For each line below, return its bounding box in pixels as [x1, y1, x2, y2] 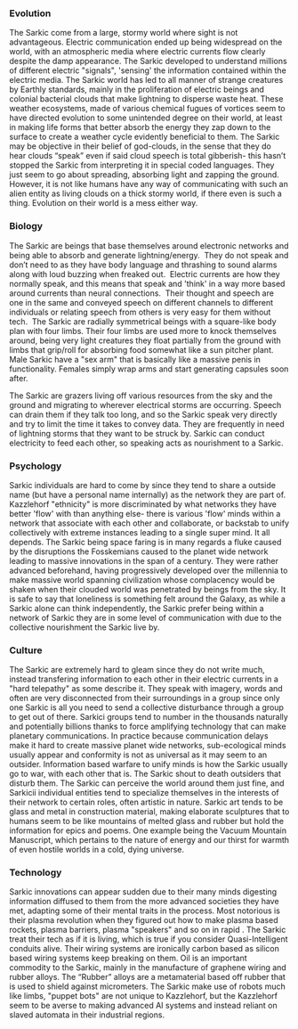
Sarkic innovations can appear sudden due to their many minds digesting [9, 886, 278, 897]
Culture [9, 644, 43, 657]
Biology [9, 220, 43, 233]
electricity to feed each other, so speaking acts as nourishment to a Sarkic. [9, 437, 284, 448]
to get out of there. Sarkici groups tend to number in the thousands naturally [9, 712, 289, 723]
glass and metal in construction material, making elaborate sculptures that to [9, 806, 290, 817]
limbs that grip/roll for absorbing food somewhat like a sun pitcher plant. [9, 344, 274, 355]
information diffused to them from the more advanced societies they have [9, 896, 279, 907]
